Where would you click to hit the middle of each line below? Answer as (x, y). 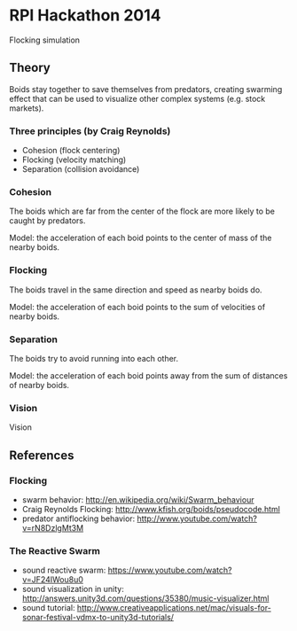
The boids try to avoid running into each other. (94, 358)
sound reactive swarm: (64, 570)
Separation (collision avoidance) (81, 169)
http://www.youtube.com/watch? (197, 518)
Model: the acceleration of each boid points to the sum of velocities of (137, 307)
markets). (27, 108)
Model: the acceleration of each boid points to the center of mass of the (141, 238)
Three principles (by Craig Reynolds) (90, 131)
